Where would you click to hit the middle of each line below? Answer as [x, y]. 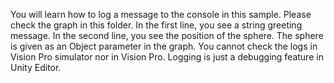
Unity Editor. [36, 67]
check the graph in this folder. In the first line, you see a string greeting [156, 25]
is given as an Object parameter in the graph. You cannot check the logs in [164, 46]
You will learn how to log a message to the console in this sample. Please [161, 14]
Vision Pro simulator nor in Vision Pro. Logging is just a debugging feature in [167, 57]
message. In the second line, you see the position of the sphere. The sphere [167, 35]
